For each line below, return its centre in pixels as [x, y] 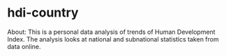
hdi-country [43, 13]
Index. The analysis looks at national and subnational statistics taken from [113, 39]
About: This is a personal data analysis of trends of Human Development [111, 32]
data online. [24, 46]
